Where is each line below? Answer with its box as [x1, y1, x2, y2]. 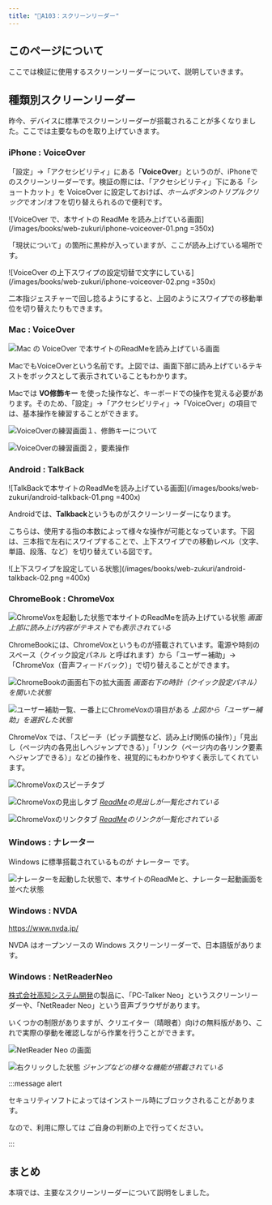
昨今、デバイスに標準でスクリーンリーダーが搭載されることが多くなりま [8, 116, 249, 126]
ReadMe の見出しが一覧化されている [100, 797, 220, 807]
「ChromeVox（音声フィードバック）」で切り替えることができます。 [8, 661, 235, 670]
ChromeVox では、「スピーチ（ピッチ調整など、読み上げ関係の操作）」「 [8, 732, 244, 742]
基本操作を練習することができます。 [22, 408, 143, 418]
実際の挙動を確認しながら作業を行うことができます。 [22, 1028, 200, 1038]
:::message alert [8, 1078, 62, 1088]
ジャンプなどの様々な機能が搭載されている [82, 1062, 224, 1072]
